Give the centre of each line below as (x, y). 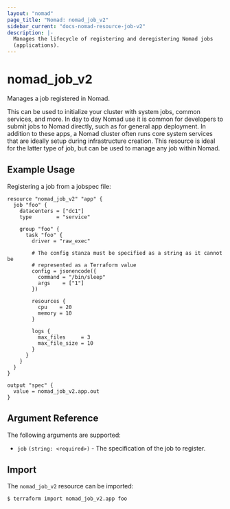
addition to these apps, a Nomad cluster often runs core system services (110, 133)
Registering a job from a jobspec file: (59, 186)
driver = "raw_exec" (61, 241)
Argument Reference (53, 419)
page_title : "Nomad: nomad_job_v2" (58, 20)
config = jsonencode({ (64, 271)
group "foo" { (39, 229)
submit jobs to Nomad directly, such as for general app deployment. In (106, 126)
